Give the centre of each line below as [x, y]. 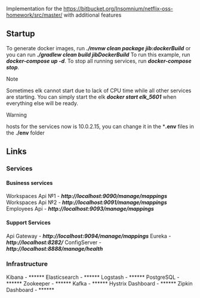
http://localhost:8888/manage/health [55, 248]
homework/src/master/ [34, 15]
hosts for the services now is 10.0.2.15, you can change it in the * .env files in [100, 126]
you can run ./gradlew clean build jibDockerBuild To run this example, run [98, 54]
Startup [21, 34]
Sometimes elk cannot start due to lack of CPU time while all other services [99, 90]
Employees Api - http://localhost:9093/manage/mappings [80, 209]
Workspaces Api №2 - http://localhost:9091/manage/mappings [87, 202]
